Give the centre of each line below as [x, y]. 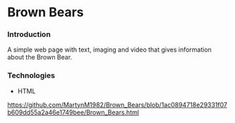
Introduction [29, 35]
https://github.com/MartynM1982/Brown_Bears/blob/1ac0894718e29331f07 [117, 105]
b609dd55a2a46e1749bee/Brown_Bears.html [73, 112]
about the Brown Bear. [40, 57]
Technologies [31, 76]
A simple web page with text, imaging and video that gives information [109, 49]
